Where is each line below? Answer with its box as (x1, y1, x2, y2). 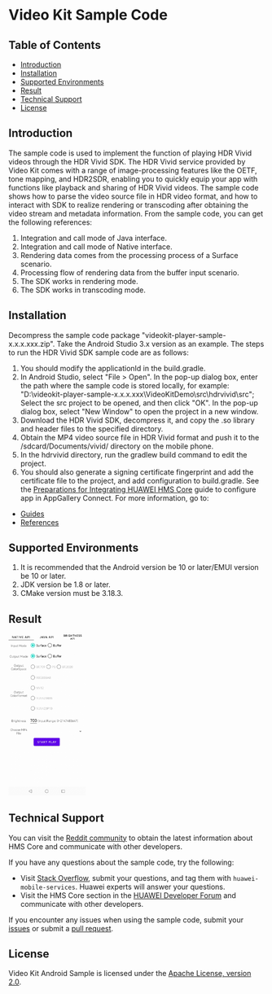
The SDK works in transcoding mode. (20, 285, 147, 295)
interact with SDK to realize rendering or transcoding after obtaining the (8, 199, 249, 209)
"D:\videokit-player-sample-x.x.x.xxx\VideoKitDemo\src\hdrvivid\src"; (20, 389, 255, 399)
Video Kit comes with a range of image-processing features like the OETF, (8, 165, 258, 175)
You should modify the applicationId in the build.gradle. (20, 363, 206, 373)
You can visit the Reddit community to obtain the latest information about (8, 833, 253, 843)
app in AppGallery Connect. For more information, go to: (20, 493, 209, 502)
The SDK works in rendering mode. (20, 276, 138, 286)
